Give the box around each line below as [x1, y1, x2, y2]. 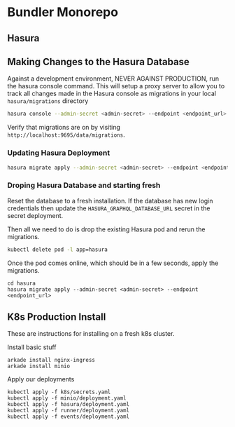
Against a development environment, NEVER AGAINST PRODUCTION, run [7, 74, 220, 83]
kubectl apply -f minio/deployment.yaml [7, 395, 127, 402]
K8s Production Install [7, 311, 106, 323]
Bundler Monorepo [7, 4, 119, 20]
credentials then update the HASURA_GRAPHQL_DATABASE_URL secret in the [7, 204, 211, 212]
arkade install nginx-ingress [7, 357, 96, 364]
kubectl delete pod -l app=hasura [7, 246, 108, 253]
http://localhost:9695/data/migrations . [7, 130, 125, 139]
